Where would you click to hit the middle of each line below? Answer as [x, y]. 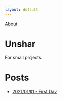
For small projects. [24, 57]
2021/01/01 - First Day [34, 91]
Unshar [20, 44]
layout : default [22, 10]
